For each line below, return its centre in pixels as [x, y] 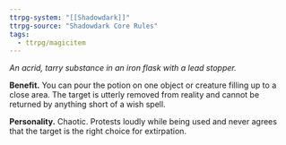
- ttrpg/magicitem [52, 43]
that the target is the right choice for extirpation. [98, 132]
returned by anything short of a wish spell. [87, 105]
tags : [19, 34]
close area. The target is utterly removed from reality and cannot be [134, 95]
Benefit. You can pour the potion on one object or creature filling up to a [143, 85]
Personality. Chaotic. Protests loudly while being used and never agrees [143, 122]
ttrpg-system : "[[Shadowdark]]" [69, 17]
